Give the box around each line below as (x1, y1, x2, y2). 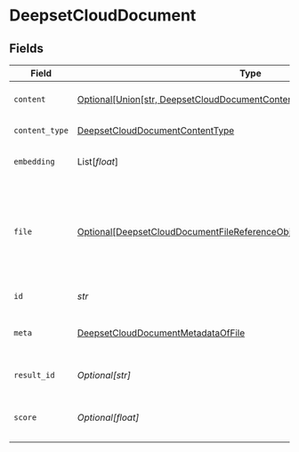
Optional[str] (77, 369, 132, 381)
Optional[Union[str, (77, 93, 158, 105)
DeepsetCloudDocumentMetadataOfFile (77, 327, 246, 339)
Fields (9, 41, 44, 56)
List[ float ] (77, 156, 118, 167)
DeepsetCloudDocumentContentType (77, 125, 235, 136)
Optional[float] (77, 411, 140, 424)
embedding (13, 157, 55, 166)
